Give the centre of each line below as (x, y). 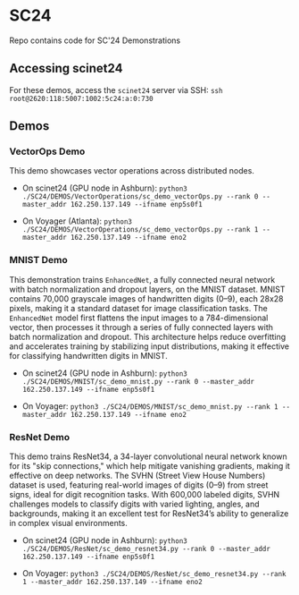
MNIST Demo (39, 260)
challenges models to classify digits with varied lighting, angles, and (134, 504)
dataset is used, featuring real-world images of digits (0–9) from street (139, 485)
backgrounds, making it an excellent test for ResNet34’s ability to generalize (149, 514)
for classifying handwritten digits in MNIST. (88, 355)
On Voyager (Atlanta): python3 (77, 221)
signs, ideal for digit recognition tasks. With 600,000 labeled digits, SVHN (145, 495)
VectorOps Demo (47, 151)
